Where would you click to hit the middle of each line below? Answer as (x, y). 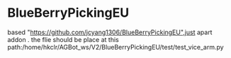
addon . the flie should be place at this (63, 39)
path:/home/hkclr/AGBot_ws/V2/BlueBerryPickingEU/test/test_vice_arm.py (116, 47)
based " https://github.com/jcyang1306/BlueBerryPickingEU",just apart (110, 32)
